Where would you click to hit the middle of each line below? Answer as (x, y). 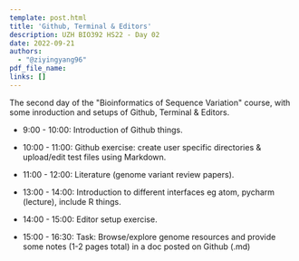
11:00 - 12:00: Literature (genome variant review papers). (128, 174)
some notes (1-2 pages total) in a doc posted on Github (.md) (136, 246)
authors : (26, 52)
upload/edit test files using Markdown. (94, 157)
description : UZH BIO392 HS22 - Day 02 (85, 34)
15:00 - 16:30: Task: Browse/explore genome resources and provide (149, 237)
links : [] (28, 77)
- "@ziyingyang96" (53, 60)
